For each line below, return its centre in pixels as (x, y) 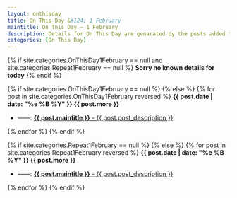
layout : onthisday (34, 14)
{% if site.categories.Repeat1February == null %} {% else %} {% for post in (116, 145)
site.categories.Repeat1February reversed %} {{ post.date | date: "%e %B (116, 153)
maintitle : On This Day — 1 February (63, 27)
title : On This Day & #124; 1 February (64, 21)
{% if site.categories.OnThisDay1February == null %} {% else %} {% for (111, 89)
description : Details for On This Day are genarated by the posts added (116, 34)
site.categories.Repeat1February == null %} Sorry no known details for (111, 68)
